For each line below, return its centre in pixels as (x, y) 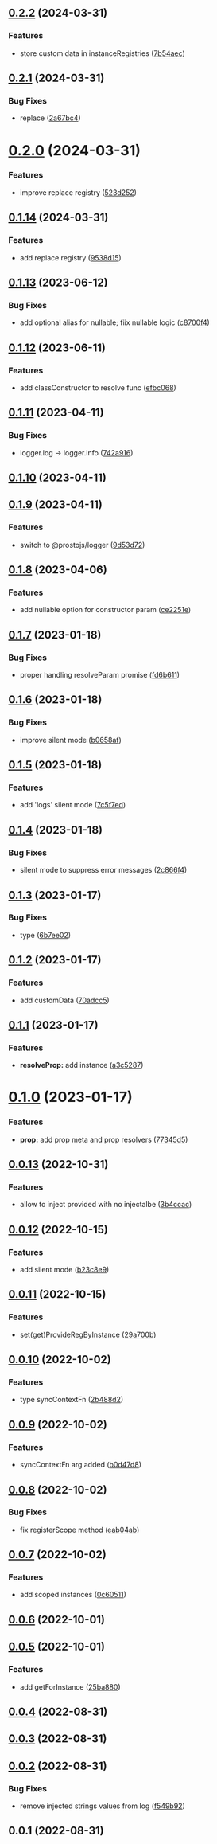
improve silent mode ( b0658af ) (70, 740)
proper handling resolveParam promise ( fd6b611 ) (100, 675)
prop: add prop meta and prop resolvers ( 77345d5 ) (104, 1139)
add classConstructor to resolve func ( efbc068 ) (98, 387)
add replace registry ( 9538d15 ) (70, 257)
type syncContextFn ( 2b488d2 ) (72, 1400)
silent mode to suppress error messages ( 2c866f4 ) (103, 870)
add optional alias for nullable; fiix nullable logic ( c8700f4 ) (115, 322)
